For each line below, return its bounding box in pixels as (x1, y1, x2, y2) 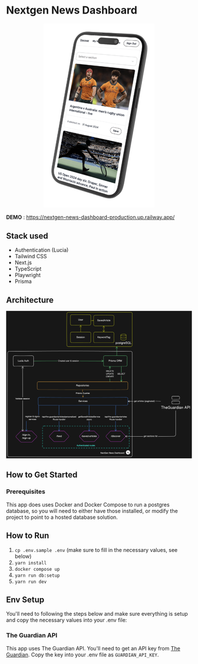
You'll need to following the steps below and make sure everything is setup (6, 610, 189, 617)
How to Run (6, 531, 49, 541)
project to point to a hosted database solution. (6, 514, 118, 521)
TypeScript (14, 265, 42, 272)
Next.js (14, 259, 32, 266)
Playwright (14, 272, 41, 279)
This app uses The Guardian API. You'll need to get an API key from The (6, 645, 181, 652)
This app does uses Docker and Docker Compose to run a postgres (6, 501, 170, 508)
